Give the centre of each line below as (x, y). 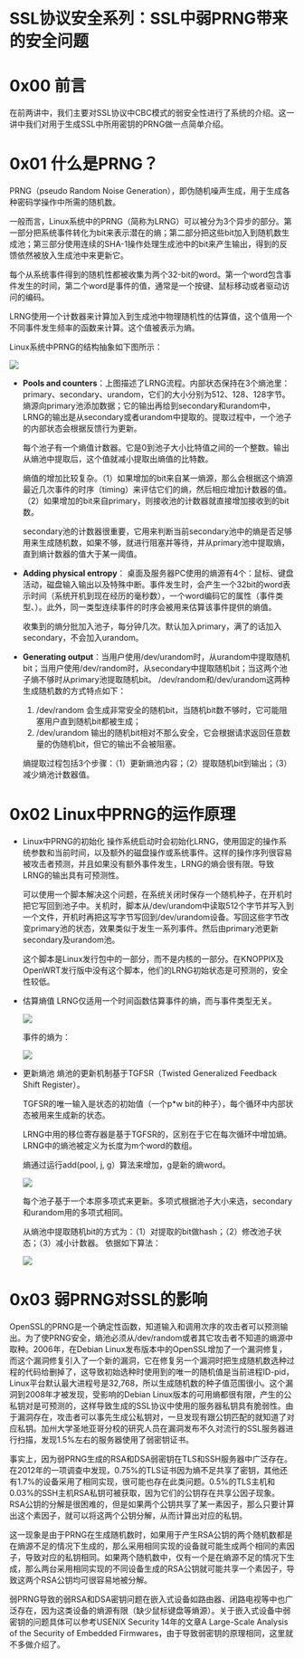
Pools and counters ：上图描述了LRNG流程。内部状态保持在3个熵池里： (156, 383)
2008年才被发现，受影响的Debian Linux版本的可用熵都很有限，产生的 (154, 1394)
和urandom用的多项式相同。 (75, 1212)
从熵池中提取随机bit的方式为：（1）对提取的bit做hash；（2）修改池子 (148, 1231)
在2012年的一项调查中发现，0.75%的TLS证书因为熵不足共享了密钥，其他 (145, 1470)
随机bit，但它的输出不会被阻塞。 (120, 744)
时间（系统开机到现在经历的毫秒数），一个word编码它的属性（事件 (153, 596)
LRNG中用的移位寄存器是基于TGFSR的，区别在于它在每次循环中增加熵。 (157, 1134)
